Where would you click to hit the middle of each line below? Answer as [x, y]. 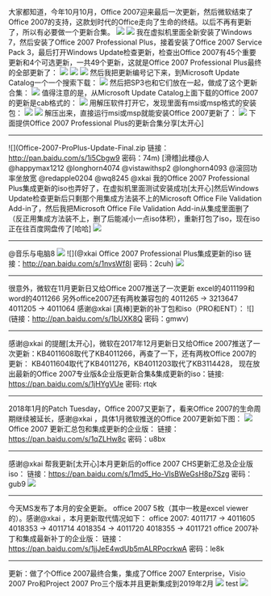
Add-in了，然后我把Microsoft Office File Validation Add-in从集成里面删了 [129, 208]
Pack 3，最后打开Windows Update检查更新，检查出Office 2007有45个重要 [132, 52]
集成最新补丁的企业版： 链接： [73, 539]
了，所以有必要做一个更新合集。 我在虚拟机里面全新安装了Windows [130, 32]
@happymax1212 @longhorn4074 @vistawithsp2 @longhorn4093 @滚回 [129, 168]
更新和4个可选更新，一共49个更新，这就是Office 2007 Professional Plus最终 [135, 62]
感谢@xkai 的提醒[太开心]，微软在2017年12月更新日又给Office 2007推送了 [131, 343]
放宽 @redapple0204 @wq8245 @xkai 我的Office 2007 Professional [136, 178]
